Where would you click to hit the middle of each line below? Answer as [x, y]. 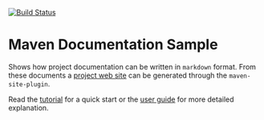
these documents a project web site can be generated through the [118, 75]
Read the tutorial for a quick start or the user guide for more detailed [121, 99]
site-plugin [28, 84]
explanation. [29, 107]
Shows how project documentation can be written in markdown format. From [132, 66]
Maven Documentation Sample [113, 45]
